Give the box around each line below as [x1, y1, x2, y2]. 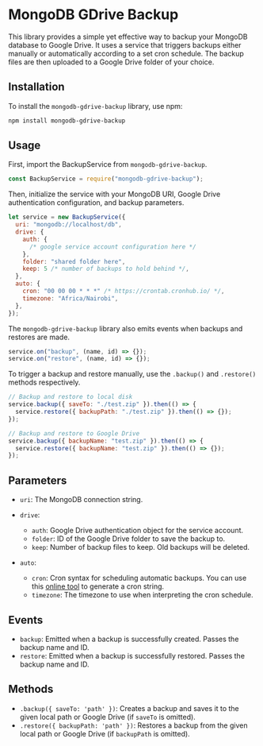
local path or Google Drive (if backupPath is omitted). [19, 729, 190, 738]
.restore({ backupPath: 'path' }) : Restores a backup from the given [19, 721, 248, 730]
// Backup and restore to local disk [8, 393, 133, 401]
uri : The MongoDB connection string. [19, 495, 143, 504]
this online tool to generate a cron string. [31, 582, 165, 591]
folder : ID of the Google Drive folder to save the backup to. [31, 534, 226, 543]
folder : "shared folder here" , [22, 257, 126, 265]
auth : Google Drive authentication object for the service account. [31, 526, 244, 535]
